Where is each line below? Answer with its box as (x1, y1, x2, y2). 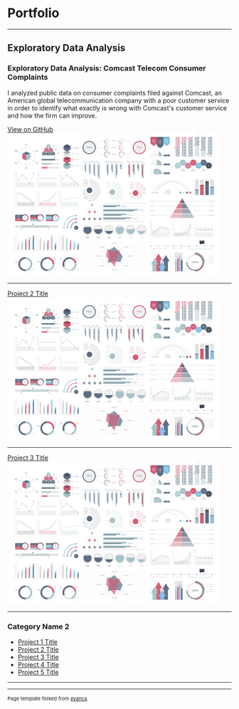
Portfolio (7, 5, 60, 21)
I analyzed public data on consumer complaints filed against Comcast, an (7, 88, 223, 97)
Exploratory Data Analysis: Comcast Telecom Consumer (7, 63, 206, 73)
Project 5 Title (17, 668, 59, 676)
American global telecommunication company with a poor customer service (7, 96, 230, 105)
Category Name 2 (7, 621, 70, 631)
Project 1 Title (17, 637, 58, 646)
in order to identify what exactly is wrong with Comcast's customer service (7, 103, 228, 112)
